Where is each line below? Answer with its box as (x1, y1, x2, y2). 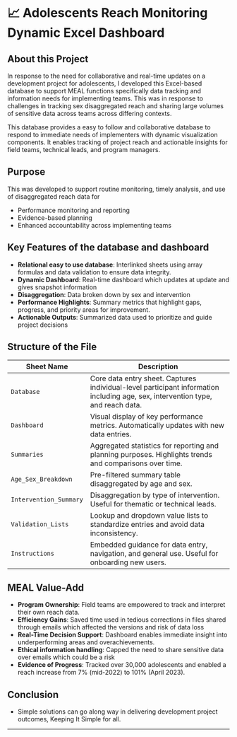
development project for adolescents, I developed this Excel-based (7, 79, 202, 88)
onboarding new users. (90, 557, 167, 567)
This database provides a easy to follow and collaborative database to (7, 123, 211, 131)
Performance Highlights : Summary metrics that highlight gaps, (17, 298, 202, 306)
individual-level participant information (90, 383, 220, 393)
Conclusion (7, 688, 59, 700)
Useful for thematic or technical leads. (90, 499, 217, 509)
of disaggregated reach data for (7, 192, 100, 201)
